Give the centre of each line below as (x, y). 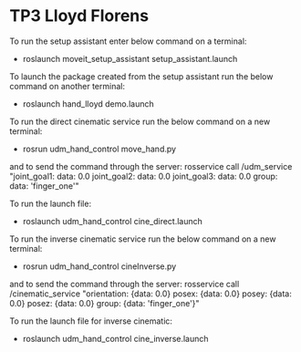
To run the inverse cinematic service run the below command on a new (143, 239)
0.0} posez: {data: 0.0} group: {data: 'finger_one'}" (104, 303)
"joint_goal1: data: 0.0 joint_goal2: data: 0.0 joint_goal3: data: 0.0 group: (144, 176)
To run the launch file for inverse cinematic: (91, 321)
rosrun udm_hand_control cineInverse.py (99, 266)
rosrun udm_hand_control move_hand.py (99, 149)
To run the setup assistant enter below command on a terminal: (128, 41)
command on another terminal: (67, 86)
